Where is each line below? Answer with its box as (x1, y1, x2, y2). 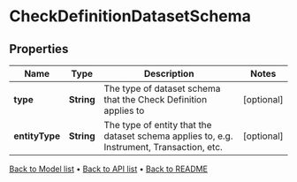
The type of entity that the (103, 119, 212, 131)
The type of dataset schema (103, 82, 221, 95)
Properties (9, 42, 69, 57)
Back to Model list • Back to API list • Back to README (9, 163, 208, 174)
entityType (13, 130, 60, 142)
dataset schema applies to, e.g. (103, 130, 233, 142)
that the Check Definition (103, 94, 208, 105)
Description (143, 68, 194, 80)
